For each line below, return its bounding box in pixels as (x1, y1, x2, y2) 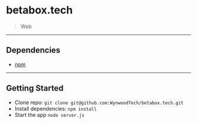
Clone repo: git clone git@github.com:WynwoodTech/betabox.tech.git (14, 99, 184, 106)
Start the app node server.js (14, 111, 85, 118)
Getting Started (6, 83, 64, 94)
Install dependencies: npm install (14, 105, 97, 112)
